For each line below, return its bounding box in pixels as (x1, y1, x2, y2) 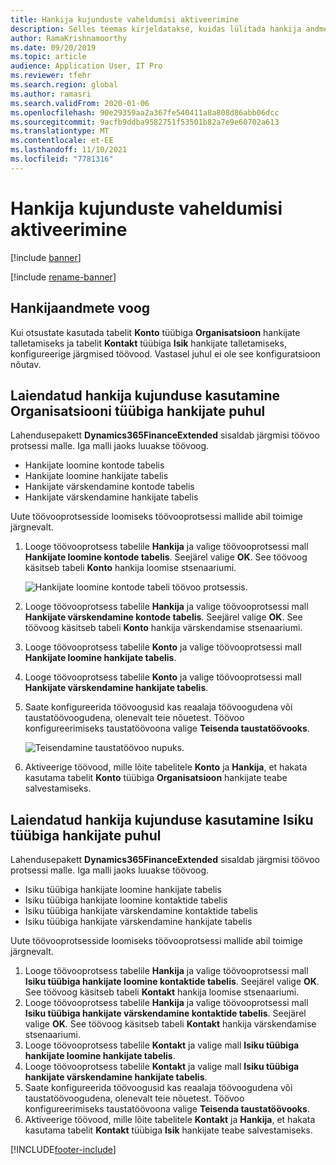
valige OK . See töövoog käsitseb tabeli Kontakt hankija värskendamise (24, 1018, 317, 1030)
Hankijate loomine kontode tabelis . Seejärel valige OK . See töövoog (24, 551, 308, 563)
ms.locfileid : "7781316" (10, 154, 114, 164)
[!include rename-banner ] (10, 271, 117, 283)
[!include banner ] (10, 251, 82, 263)
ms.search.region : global (10, 80, 118, 90)
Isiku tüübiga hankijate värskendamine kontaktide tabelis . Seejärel (24, 1007, 307, 1020)
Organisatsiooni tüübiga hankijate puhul (10, 402, 266, 420)
